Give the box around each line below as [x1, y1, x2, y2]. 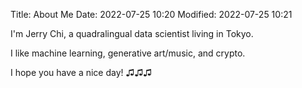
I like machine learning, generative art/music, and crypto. [10, 47, 246, 59]
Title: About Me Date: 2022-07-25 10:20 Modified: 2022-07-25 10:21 [10, 9, 293, 20]
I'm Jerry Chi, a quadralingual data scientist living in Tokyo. [10, 28, 254, 39]
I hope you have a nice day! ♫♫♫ [10, 67, 153, 78]
